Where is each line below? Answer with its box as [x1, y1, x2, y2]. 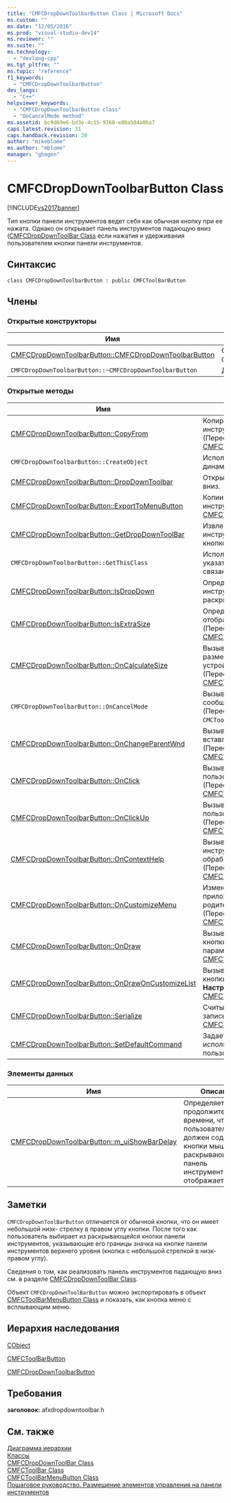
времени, [183, 1115, 215, 1125]
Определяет [183, 1098, 225, 1107]
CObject [7, 1341, 31, 1349]
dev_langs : [7, 87, 38, 94]
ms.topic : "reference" [7, 68, 72, 74]
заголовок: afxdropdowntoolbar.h [7, 1406, 104, 1414]
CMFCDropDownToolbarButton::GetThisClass [10, 559, 148, 566]
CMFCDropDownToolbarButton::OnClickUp [10, 812, 150, 822]
